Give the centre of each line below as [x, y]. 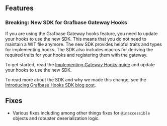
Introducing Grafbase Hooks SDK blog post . [51, 85]
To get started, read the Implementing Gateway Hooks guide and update [80, 64]
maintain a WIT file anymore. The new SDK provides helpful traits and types [83, 44]
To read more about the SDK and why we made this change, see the [76, 79]
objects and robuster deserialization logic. [56, 118]
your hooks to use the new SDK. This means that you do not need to [76, 39]
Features [19, 8]
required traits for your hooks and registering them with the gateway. [76, 55]
